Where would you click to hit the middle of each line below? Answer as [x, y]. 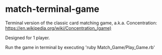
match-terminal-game [52, 9]
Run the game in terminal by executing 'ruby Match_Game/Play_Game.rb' [80, 47]
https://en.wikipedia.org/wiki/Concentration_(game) [58, 28]
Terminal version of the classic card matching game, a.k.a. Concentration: [81, 23]
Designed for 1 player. [27, 38]
